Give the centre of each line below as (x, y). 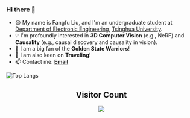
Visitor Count (101, 95)
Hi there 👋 (21, 10)
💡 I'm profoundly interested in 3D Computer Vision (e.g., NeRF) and (100, 36)
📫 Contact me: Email (42, 62)
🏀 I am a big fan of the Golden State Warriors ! (72, 49)
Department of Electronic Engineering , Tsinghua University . (89, 29)
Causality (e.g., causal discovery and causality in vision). (86, 42)
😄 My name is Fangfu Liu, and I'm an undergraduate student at (94, 23)
